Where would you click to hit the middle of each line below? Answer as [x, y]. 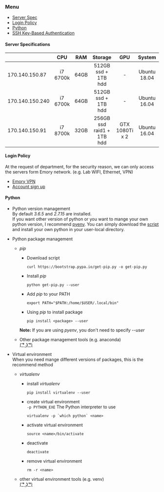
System [147, 57]
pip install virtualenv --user [58, 393]
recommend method [33, 364]
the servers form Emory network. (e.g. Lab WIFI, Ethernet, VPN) [69, 172]
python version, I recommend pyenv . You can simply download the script [85, 224]
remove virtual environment [54, 461]
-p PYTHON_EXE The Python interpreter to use [71, 407]
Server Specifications [28, 44]
